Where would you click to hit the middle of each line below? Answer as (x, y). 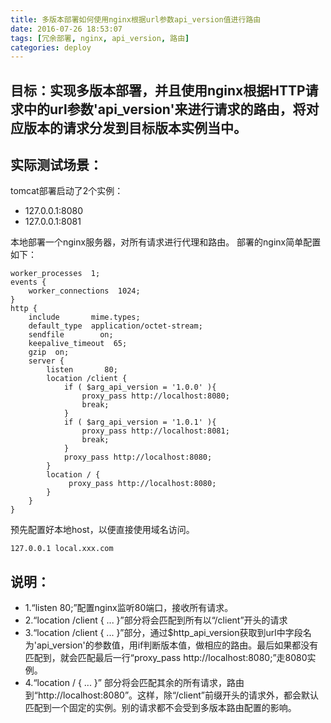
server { (46, 361)
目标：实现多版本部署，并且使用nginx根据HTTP (158, 90)
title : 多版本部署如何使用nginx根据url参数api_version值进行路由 (136, 19)
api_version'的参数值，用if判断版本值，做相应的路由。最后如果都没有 (177, 645)
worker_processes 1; (55, 274)
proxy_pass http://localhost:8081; (155, 431)
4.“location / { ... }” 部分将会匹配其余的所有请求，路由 (134, 683)
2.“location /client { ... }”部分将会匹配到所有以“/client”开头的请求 (156, 620)
